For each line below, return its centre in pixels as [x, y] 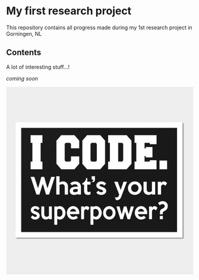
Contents [24, 53]
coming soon [22, 78]
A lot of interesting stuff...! [38, 67]
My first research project [69, 11]
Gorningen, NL [24, 33]
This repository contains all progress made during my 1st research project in [99, 27]
